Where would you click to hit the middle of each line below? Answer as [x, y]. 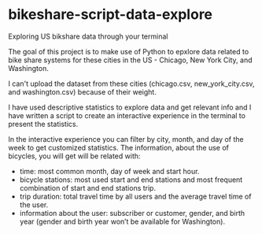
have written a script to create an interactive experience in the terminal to [127, 115]
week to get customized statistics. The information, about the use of [119, 147]
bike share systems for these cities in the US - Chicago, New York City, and [130, 60]
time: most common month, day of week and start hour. [109, 171]
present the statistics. [43, 124]
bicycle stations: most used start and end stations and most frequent [131, 180]
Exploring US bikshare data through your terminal [88, 36]
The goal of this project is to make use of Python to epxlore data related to [129, 51]
